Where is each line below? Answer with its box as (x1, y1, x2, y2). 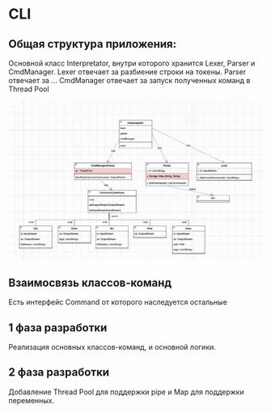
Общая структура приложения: (8, 37, 177, 51)
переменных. (8, 395, 55, 405)
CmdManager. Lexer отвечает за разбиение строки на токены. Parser (8, 67, 247, 77)
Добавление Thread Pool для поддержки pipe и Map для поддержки (8, 387, 244, 397)
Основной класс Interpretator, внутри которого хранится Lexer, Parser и (8, 58, 256, 68)
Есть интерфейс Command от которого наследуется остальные (8, 297, 228, 307)
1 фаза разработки (8, 321, 108, 334)
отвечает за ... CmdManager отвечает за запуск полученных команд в (8, 76, 251, 85)
